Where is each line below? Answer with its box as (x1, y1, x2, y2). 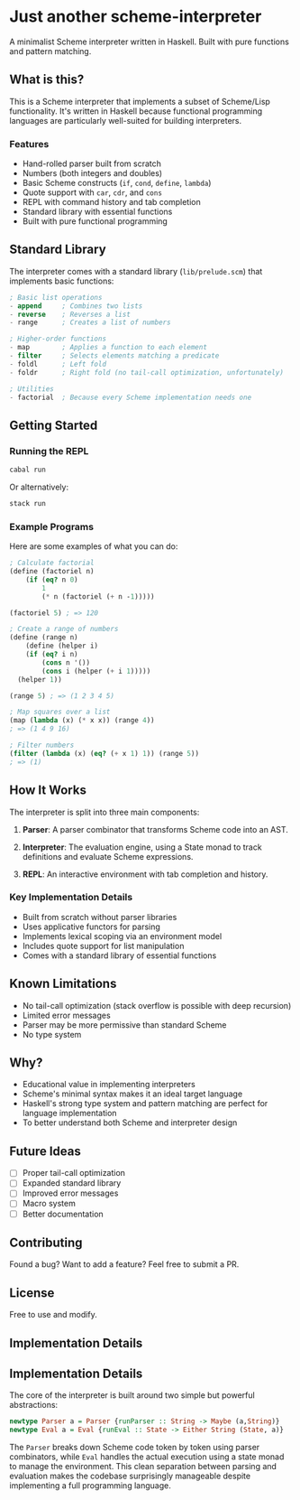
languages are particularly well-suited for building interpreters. (9, 115, 241, 126)
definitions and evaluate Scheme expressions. (22, 851, 194, 862)
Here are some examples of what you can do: (9, 541, 178, 552)
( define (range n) (9, 633, 78, 642)
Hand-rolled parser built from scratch (22, 158, 162, 169)
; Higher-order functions (9, 334, 106, 344)
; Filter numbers (9, 741, 75, 750)
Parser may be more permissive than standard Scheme (22, 1019, 227, 1030)
